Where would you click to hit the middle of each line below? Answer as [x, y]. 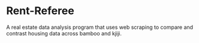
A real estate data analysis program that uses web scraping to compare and [100, 27]
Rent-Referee [40, 11]
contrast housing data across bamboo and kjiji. [64, 33]
